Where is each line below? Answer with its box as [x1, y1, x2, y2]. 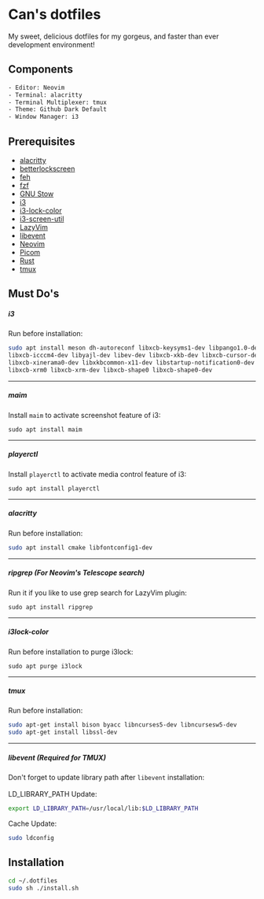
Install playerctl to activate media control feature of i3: [8, 469, 187, 479]
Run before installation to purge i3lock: [8, 647, 134, 657]
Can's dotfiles [8, 6, 101, 24]
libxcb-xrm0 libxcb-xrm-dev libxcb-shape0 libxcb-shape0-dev [8, 366, 213, 374]
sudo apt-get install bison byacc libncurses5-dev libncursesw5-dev [8, 721, 237, 729]
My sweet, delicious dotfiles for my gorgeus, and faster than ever [8, 31, 219, 41]
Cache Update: [8, 819, 57, 828]
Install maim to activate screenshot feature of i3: [8, 410, 161, 420]
